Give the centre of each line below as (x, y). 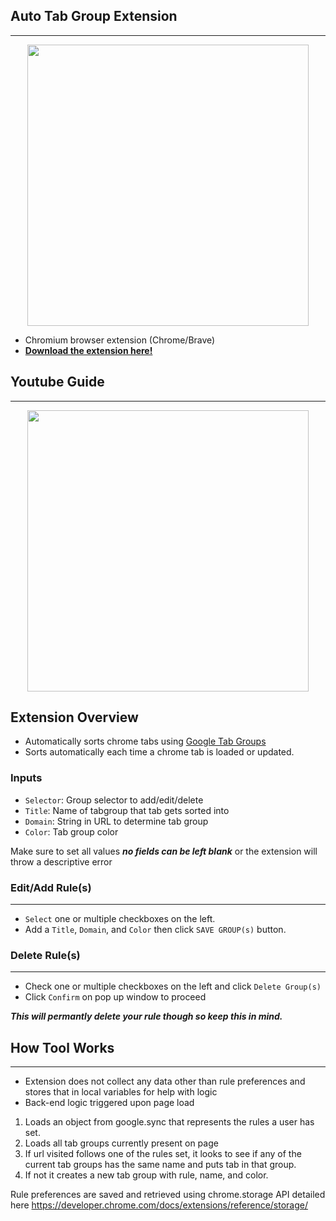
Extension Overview (74, 717)
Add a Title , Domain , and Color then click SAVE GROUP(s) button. (155, 930)
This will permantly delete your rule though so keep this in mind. (146, 1016)
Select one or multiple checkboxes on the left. (120, 919)
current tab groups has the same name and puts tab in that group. (160, 1165)
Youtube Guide (57, 382)
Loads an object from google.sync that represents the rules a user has (169, 1122)
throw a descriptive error (61, 861)
